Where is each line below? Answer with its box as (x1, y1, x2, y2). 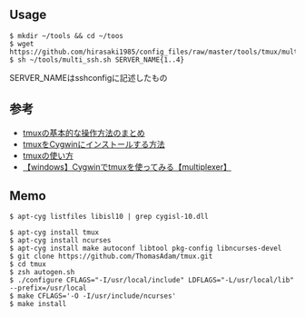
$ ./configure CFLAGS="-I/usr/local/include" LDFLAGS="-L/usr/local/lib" (9, 276, 295, 285)
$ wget (9, 39, 34, 48)
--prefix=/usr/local (9, 283, 88, 293)
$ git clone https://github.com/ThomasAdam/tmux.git (9, 252, 213, 262)
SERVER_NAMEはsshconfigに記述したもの (9, 72, 168, 83)
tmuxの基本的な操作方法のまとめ (22, 127, 145, 138)
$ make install (9, 300, 67, 309)
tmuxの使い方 (22, 150, 74, 161)
